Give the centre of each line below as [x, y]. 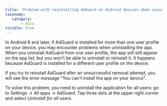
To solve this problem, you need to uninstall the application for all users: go [82, 88]
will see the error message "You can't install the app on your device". [76, 78]
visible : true [20, 28]
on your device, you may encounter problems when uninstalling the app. [79, 48]
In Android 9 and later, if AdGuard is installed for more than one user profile [82, 42]
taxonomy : [15, 14]
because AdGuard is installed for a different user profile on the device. [77, 63]
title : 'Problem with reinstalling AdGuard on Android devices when [78, 10]
